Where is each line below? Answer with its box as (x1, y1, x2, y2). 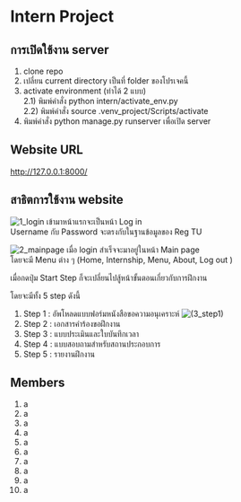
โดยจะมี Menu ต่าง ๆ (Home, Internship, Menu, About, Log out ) (10, 254, 234, 265)
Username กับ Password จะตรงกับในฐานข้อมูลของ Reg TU (10, 226, 202, 237)
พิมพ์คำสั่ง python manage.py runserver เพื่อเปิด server (22, 116, 211, 127)
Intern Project (10, 6, 115, 27)
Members (10, 375, 65, 391)
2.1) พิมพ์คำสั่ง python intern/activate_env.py (22, 96, 178, 106)
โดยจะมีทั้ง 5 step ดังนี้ (10, 290, 81, 301)
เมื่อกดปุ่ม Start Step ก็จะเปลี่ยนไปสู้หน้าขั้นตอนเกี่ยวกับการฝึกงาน (10, 272, 208, 283)
